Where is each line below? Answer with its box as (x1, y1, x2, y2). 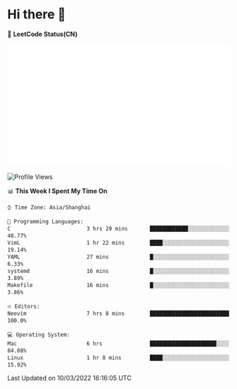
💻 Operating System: (7, 331, 71, 338)
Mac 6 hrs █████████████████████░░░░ (7, 339, 230, 347)
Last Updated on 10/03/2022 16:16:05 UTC (7, 373, 132, 382)
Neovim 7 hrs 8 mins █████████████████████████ (7, 310, 230, 317)
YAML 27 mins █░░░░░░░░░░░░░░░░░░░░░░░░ (7, 253, 230, 260)
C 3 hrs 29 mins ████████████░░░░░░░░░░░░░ (7, 225, 230, 232)
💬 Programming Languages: (7, 218, 83, 225)
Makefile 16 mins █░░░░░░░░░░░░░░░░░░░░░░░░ (7, 281, 230, 289)
